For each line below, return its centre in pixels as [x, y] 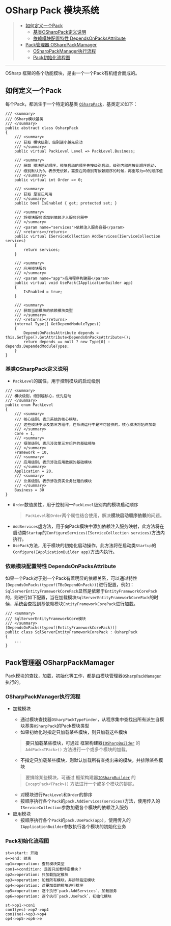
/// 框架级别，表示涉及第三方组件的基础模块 [55, 444]
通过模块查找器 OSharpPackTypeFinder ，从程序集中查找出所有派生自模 [92, 719]
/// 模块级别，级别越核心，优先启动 [38, 396]
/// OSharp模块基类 [24, 119]
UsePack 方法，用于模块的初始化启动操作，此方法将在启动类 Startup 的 [84, 546]
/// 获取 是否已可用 [33, 194]
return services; [42, 250]
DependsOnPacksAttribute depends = [61, 333]
